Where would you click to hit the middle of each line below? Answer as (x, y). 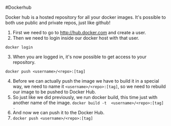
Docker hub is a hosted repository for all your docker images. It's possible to (86, 17)
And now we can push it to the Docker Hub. (58, 112)
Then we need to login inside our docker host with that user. (76, 38)
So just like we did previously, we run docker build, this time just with (85, 97)
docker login (19, 47)
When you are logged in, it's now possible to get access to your (80, 57)
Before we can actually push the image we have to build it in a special (86, 81)
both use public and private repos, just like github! (58, 23)
